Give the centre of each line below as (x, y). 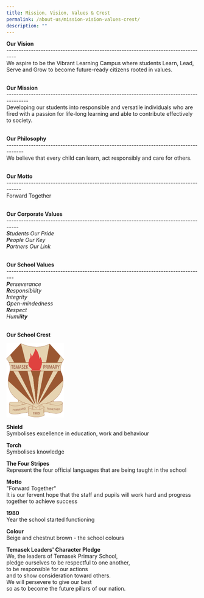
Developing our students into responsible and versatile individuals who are (100, 107)
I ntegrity (17, 297)
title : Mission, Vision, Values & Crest (58, 13)
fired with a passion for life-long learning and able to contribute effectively (100, 114)
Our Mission (22, 88)
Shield (15, 427)
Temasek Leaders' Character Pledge (53, 550)
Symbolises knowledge (36, 452)
